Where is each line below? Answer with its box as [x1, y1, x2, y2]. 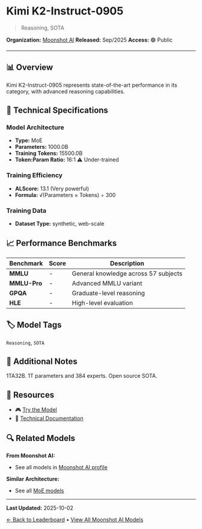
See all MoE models [14, 487, 64, 495]
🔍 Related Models [6, 433, 75, 443]
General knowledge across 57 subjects [72, 269, 183, 278]
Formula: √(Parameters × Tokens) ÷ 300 [14, 191, 116, 198]
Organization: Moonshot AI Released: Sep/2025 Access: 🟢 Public [6, 36, 173, 43]
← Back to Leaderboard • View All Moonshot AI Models [6, 516, 144, 524]
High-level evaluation [72, 298, 133, 307]
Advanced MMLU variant [72, 279, 142, 287]
